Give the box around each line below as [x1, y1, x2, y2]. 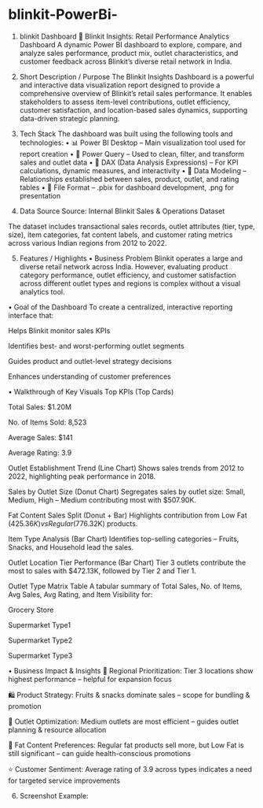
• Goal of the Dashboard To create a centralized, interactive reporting [8, 302, 233, 312]
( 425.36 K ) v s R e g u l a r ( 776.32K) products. [8, 518, 138, 528]
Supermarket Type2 [8, 636, 73, 645]
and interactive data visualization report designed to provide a [19, 80, 221, 90]
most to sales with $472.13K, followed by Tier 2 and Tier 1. [8, 565, 196, 576]
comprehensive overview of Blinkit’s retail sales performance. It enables [19, 88, 253, 98]
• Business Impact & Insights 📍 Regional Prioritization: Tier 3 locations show [8, 665, 254, 675]
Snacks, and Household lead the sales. [8, 542, 134, 552]
